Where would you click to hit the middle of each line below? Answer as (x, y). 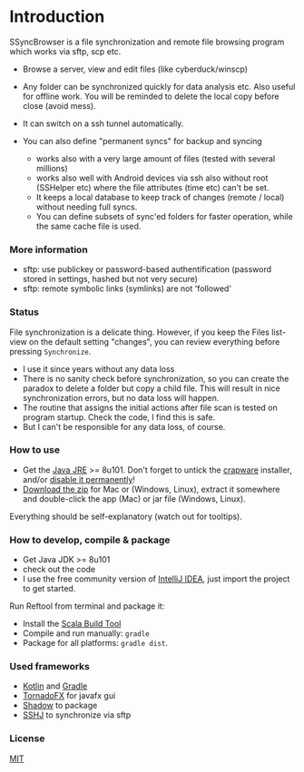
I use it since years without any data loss (98, 368)
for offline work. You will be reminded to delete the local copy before (151, 96)
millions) (52, 168)
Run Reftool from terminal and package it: (87, 606)
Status (24, 312)
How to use (35, 450)
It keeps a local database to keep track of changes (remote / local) (160, 197)
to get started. (49, 589)
